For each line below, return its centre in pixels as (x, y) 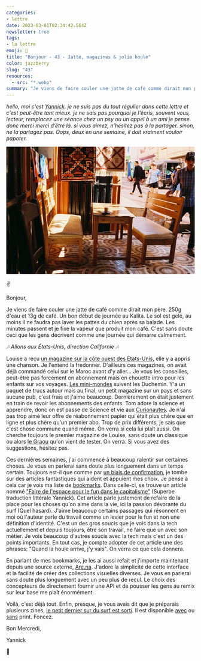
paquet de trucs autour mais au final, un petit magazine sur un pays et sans (99, 391)
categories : (21, 13)
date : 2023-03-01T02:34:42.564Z (46, 25)
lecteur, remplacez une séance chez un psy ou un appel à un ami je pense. (99, 119)
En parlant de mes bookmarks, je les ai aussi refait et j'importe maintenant (97, 561)
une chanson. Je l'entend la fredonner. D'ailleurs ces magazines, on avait (97, 365)
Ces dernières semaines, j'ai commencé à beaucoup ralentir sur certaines (97, 460)
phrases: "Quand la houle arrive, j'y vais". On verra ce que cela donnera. (95, 549)
